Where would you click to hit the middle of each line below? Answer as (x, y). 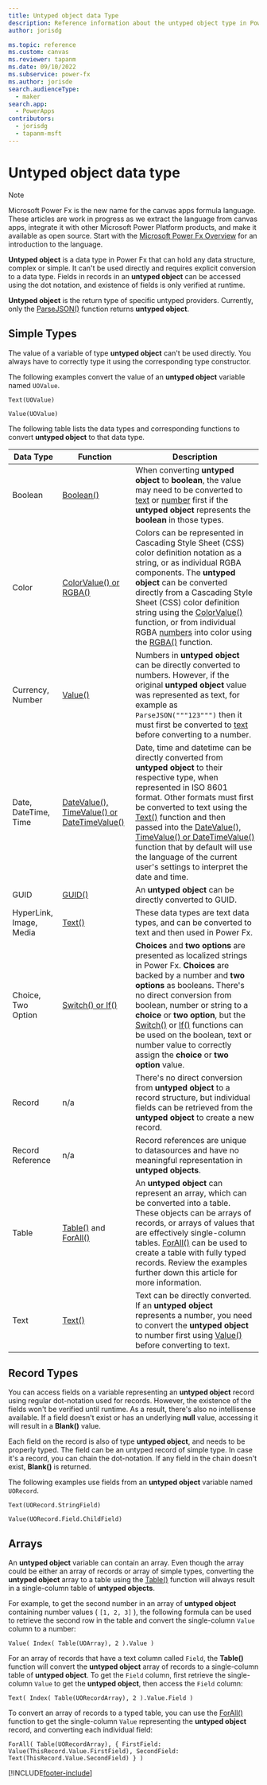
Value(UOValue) (33, 414)
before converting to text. (182, 1345)
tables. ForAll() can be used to (191, 1242)
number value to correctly (183, 1044)
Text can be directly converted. (193, 1295)
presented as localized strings (191, 955)
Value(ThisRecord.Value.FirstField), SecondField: (94, 1752)
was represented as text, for (187, 694)
